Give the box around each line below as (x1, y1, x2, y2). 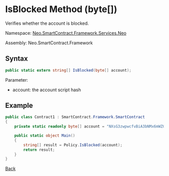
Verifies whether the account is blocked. (5, 20, 89, 26)
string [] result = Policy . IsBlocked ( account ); (23, 142, 123, 147)
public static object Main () (14, 133, 75, 138)
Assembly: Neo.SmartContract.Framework (5, 39, 93, 46)
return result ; (23, 147, 55, 152)
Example (5, 101, 33, 110)
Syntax (5, 54, 28, 63)
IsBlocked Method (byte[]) (5, 4, 117, 15)
